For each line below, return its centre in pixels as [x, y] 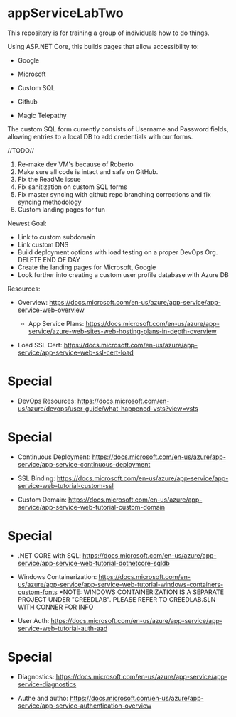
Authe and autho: [43, 698]
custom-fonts [38, 592]
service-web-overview [51, 310]
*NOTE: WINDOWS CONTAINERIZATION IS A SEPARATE [142, 592]
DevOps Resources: [47, 401]
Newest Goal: [27, 223]
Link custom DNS [43, 244]
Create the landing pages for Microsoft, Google [87, 267]
